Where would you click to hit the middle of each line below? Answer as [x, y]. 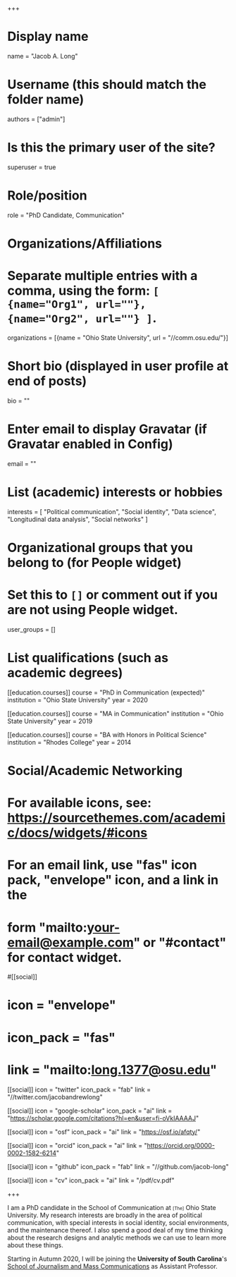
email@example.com [70, 942]
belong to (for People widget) [94, 562]
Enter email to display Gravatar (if [107, 429]
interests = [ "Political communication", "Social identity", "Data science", [112, 511]
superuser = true [32, 167]
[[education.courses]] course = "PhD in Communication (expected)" [106, 692]
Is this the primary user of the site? [112, 148]
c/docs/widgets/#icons [77, 833]
